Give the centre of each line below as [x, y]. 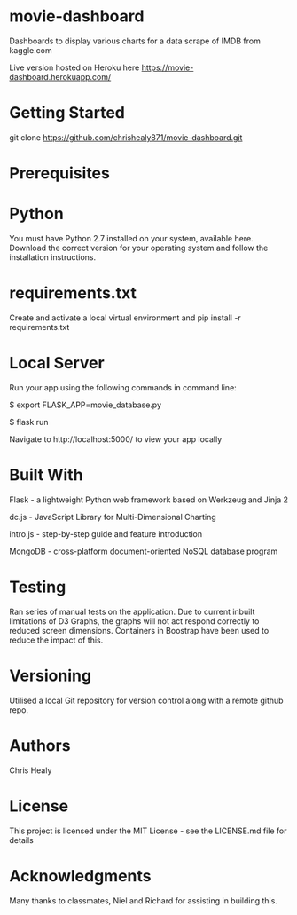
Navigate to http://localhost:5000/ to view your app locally [116, 439]
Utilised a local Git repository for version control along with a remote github [146, 700]
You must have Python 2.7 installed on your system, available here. [132, 238]
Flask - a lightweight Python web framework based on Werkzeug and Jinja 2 [148, 500]
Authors [40, 745]
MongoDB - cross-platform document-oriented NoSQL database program [144, 551]
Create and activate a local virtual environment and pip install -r [125, 318]
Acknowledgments [81, 876]
